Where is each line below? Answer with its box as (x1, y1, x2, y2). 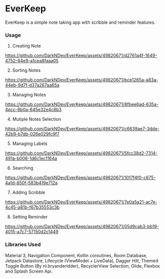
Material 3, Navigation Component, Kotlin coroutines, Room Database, (5, 252, 148, 258)
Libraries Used (5, 241, 41, 248)
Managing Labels (12, 140, 48, 146)
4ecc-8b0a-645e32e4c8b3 (5, 107, 62, 113)
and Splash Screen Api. (5, 268, 53, 274)
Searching (12, 165, 34, 171)
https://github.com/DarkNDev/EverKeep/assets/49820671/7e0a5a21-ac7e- (5, 199, 158, 205)
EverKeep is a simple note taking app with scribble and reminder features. (5, 19, 156, 25)
